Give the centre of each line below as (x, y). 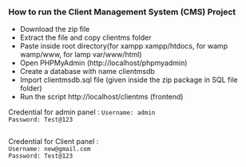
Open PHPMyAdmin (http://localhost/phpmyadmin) (103, 63)
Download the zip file (55, 29)
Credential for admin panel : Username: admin (82, 112)
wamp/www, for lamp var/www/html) (81, 55)
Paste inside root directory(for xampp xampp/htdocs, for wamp (124, 46)
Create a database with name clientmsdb (87, 72)
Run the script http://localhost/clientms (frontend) (101, 97)
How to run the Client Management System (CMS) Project (122, 12)
